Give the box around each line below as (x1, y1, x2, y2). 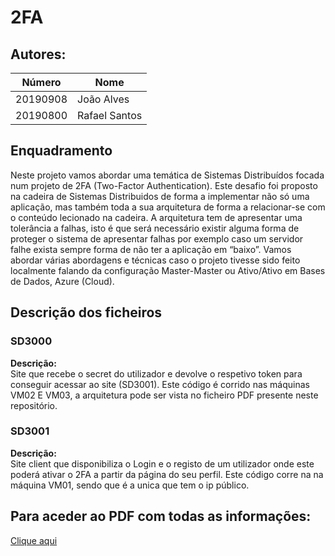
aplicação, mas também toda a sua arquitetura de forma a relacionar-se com (10, 201, 326, 213)
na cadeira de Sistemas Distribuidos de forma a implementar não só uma (10, 190, 310, 202)
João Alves (77, 92, 130, 106)
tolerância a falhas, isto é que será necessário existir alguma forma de (10, 222, 300, 234)
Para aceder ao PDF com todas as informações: (10, 508, 312, 525)
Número (21, 76, 62, 89)
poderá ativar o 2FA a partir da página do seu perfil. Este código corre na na (10, 468, 324, 480)
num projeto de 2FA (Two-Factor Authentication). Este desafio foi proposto (10, 179, 318, 191)
